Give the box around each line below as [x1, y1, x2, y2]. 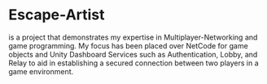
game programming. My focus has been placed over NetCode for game [8, 40, 248, 50]
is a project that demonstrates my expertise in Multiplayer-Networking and [8, 32, 258, 42]
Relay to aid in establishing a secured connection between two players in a [8, 58, 259, 68]
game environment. [8, 66, 74, 76]
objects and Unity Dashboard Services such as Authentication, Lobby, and [8, 49, 258, 59]
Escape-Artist [8, 6, 105, 24]
